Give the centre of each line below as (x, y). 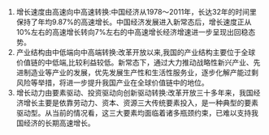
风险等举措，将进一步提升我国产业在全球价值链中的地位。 (112, 82)
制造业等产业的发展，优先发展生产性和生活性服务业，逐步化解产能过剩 (141, 72)
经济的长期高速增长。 (59, 123)
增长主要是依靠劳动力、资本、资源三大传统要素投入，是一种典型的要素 (141, 103)
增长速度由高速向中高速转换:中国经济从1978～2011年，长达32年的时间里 (137, 12)
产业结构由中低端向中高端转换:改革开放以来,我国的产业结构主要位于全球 (136, 52)
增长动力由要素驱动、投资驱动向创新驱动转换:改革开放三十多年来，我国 (134, 93)
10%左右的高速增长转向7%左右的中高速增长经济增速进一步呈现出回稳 (132, 32)
